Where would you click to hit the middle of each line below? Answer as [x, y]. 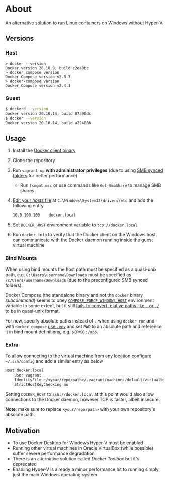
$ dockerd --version [27, 109]
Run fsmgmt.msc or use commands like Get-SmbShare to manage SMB [91, 185]
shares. [28, 191]
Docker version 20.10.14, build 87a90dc [48, 113]
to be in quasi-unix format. [33, 311]
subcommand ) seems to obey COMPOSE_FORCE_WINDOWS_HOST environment [80, 300]
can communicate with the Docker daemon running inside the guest [83, 240]
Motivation [23, 430]
